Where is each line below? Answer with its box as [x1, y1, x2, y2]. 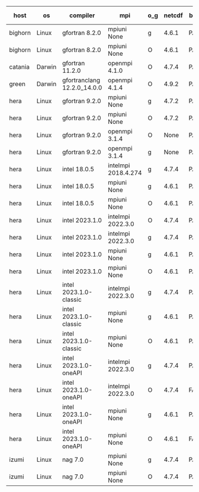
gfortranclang [62, 76, 101, 84]
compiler [69, 11, 95, 20]
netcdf [163, 11, 184, 20]
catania [9, 63, 30, 71]
